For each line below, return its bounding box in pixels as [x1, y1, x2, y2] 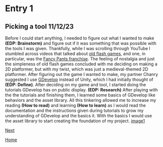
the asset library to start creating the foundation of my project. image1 [5, 118, 145, 124]
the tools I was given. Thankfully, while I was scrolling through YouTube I [5, 46, 151, 51]
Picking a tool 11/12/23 [5, 22, 74, 31]
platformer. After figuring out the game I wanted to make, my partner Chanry [5, 72, 158, 77]
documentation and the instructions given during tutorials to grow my [5, 108, 144, 113]
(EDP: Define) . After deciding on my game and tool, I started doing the [5, 82, 146, 88]
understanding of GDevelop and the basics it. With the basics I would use [5, 113, 152, 118]
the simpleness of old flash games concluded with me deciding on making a [5, 61, 158, 67]
